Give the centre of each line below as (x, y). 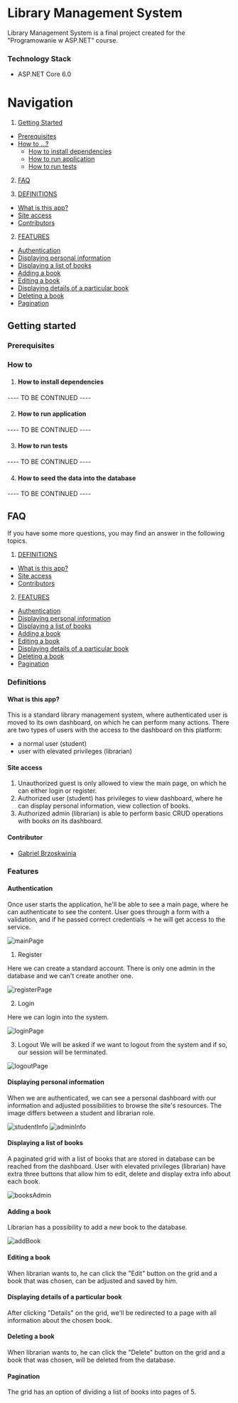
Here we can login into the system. (58, 1017)
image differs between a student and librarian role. (81, 1112)
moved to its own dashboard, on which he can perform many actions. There (118, 722)
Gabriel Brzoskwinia (47, 853)
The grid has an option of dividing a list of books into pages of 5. (102, 1392)
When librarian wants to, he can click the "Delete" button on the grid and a (116, 1352)
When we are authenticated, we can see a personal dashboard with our (112, 1098)
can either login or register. (57, 791)
